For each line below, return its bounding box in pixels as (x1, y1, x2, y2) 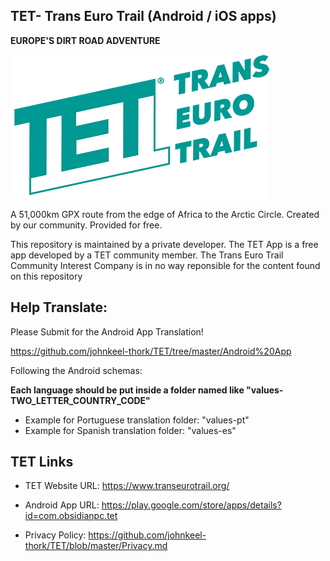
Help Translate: (10, 299, 108, 316)
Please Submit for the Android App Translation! (10, 325, 204, 338)
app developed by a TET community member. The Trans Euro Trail (10, 249, 284, 261)
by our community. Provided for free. (10, 219, 163, 231)
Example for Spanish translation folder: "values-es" (24, 424, 237, 436)
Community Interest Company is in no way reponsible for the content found (10, 259, 321, 271)
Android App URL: (24, 499, 100, 511)
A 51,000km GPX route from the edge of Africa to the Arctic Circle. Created (10, 208, 320, 220)
